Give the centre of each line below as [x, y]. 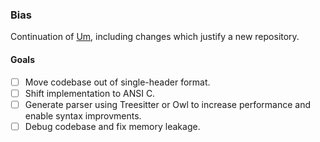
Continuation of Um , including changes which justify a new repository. [155, 37]
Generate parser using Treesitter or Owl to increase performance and [168, 104]
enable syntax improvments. [83, 115]
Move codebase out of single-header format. [117, 82]
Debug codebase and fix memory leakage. [112, 126]
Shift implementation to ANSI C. [90, 93]
